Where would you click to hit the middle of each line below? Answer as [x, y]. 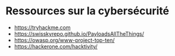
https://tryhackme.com [42, 27]
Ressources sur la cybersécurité [87, 11]
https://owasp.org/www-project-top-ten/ [64, 40]
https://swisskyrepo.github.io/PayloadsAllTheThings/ [79, 33]
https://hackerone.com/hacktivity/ [56, 46]
